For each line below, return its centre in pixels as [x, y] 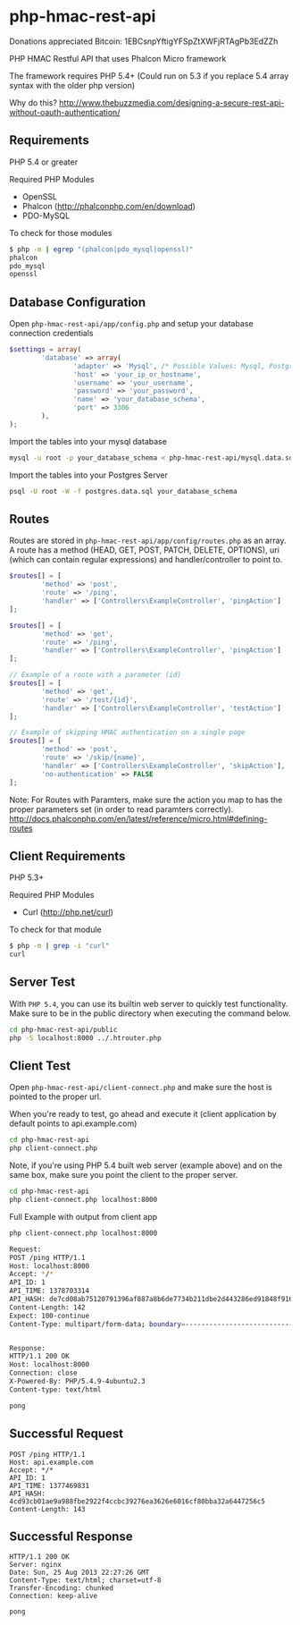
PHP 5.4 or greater [44, 162]
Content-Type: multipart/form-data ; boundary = [97, 1324]
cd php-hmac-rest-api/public [63, 1029]
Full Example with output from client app [83, 1216]
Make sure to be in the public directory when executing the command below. [150, 1013]
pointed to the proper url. [55, 1096]
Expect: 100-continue [50, 1316]
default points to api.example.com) [73, 1123]
